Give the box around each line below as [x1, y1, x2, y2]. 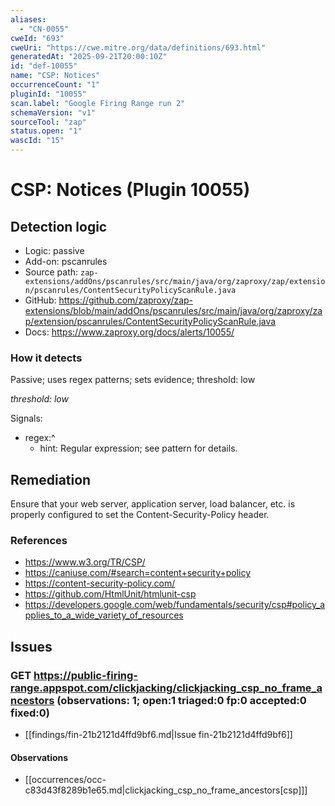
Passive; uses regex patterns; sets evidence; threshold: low [10, 374, 256, 386]
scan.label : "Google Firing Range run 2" [10, 98, 186, 108]
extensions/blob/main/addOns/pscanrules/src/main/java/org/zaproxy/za [24, 305, 323, 316]
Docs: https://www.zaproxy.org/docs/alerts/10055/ [24, 326, 235, 338]
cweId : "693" [10, 33, 65, 43]
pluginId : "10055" [10, 89, 87, 99]
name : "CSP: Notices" [10, 71, 101, 81]
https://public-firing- [33, 668, 139, 682]
